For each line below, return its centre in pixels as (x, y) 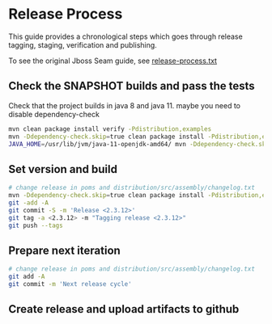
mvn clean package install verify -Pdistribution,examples (110, 129)
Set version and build (63, 169)
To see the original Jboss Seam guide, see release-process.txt (113, 61)
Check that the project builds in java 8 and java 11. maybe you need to (125, 105)
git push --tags (36, 225)
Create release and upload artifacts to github (124, 309)
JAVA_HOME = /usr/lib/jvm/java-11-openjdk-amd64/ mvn (97, 144)
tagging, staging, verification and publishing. (83, 44)
